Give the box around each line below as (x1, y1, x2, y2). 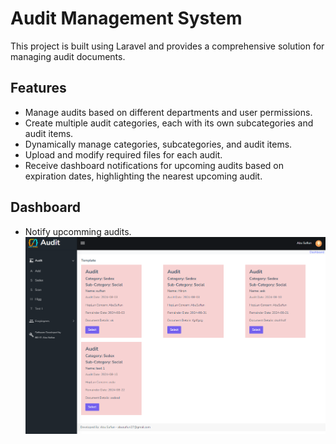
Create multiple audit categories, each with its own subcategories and (24, 117, 314, 129)
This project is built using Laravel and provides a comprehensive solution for (10, 40, 325, 52)
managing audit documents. (10, 50, 126, 62)
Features (10, 80, 67, 97)
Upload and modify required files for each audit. (24, 148, 223, 161)
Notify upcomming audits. (24, 225, 132, 237)
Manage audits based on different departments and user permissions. (24, 106, 313, 118)
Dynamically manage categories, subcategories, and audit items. (24, 138, 293, 150)
